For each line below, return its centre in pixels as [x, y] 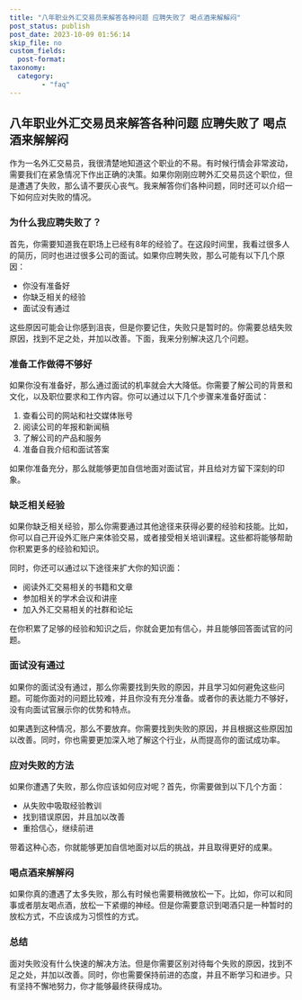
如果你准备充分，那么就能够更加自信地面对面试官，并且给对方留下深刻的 [143, 469]
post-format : [42, 59]
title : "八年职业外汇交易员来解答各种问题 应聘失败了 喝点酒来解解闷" [125, 18]
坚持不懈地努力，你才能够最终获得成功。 [92, 986]
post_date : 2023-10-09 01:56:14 [70, 34]
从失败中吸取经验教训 [62, 805]
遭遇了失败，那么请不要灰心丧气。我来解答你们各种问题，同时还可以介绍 [151, 186]
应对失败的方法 [42, 765]
